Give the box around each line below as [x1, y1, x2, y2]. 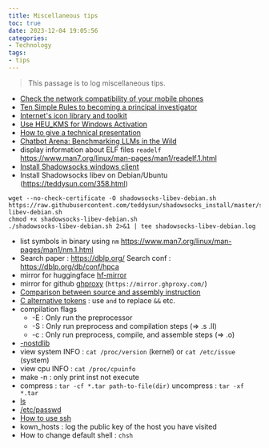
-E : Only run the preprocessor [31, 313, 133, 322]
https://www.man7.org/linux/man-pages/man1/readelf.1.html [19, 153, 218, 162]
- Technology [8, 42, 52, 50]
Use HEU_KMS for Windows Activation [19, 119, 148, 129]
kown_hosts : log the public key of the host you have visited [19, 422, 218, 431]
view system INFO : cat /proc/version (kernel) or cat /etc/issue [19, 346, 236, 356]
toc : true [8, 19, 42, 27]
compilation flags [19, 304, 78, 314]
